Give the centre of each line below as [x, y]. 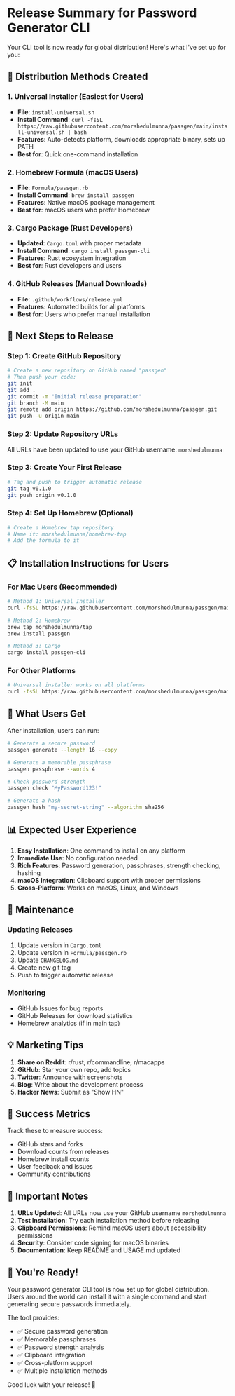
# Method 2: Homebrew [39, 621]
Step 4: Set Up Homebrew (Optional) [71, 513]
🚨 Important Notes [48, 1196]
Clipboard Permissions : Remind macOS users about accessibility [112, 1228]
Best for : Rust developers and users [69, 266]
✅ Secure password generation [63, 1331]
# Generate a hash [34, 801]
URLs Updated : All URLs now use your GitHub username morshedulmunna [122, 1213]
